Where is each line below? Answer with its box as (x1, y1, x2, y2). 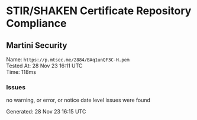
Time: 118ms (6, 69, 37, 75)
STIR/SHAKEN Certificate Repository (6, 4, 192, 18)
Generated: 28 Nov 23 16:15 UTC (6, 108, 86, 115)
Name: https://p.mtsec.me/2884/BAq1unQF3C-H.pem (6, 56, 130, 63)
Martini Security (6, 40, 67, 50)
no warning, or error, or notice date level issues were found (6, 96, 151, 104)
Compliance (6, 17, 67, 30)
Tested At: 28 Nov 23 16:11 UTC (6, 62, 83, 69)
